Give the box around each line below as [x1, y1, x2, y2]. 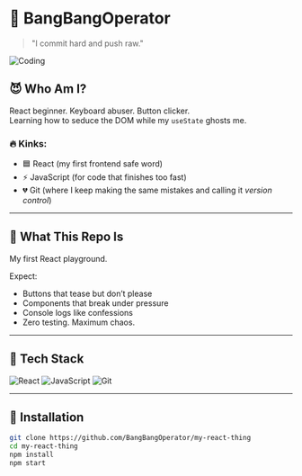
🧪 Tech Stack [9, 351, 84, 367]
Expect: [9, 270, 38, 282]
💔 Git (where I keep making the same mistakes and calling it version [22, 184, 272, 196]
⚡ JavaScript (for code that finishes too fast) [22, 172, 187, 183]
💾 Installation [9, 409, 84, 426]
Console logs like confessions [22, 307, 133, 318]
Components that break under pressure [22, 297, 169, 309]
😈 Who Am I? [9, 81, 87, 97]
